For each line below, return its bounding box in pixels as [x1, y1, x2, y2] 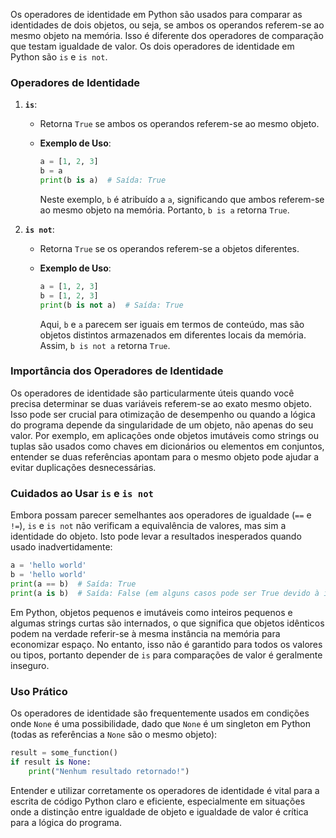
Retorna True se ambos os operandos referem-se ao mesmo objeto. [39, 118, 320, 130]
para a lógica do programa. [10, 816, 122, 828]
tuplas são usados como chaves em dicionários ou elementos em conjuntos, [10, 440, 325, 452]
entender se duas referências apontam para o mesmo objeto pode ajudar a [10, 450, 320, 463]
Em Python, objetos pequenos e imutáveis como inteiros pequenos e [10, 606, 293, 618]
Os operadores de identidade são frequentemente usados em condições [10, 707, 310, 719]
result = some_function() [10, 747, 118, 758]
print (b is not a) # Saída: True [39, 300, 184, 310]
